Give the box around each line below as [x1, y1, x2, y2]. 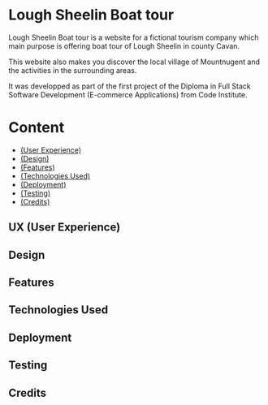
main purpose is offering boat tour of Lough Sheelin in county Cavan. [8, 41, 240, 50]
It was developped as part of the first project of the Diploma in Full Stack [8, 81, 251, 91]
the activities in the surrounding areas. [8, 65, 137, 75]
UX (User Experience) [8, 221, 121, 235]
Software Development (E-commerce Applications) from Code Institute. [8, 89, 248, 99]
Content [8, 118, 65, 137]
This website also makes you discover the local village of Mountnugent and [8, 57, 261, 67]
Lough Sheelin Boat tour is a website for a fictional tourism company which [8, 32, 259, 42]
